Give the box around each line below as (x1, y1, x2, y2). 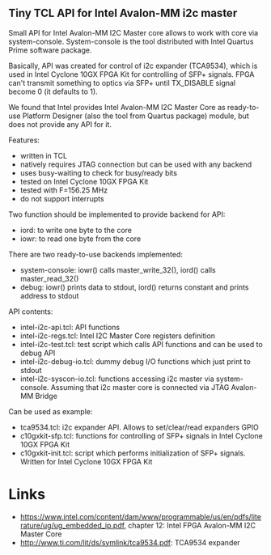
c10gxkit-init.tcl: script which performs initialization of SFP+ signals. (19, 448, 246, 458)
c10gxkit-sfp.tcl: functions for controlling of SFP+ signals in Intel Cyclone (19, 430, 263, 440)
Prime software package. (8, 44, 92, 55)
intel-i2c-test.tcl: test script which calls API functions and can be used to (19, 339, 263, 349)
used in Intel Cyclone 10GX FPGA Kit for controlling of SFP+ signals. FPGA (8, 69, 255, 79)
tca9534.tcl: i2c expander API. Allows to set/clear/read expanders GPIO (19, 422, 259, 432)
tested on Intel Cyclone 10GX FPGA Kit (19, 176, 149, 186)
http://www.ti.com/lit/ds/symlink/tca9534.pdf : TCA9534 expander (19, 537, 240, 547)
